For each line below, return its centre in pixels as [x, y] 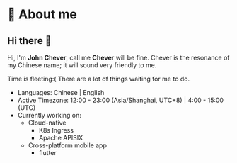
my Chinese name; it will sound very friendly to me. [82, 65]
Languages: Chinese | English [61, 92]
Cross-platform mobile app [68, 145]
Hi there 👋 [29, 41]
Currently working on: [49, 115]
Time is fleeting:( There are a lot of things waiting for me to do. [98, 79]
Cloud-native [47, 123]
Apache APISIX [61, 138]
